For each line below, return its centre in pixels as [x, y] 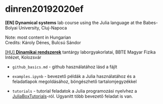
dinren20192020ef [44, 9]
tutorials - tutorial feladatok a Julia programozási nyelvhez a [75, 91]
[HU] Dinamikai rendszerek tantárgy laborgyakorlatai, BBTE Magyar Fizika [81, 52]
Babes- [150, 23]
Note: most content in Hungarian [38, 37]
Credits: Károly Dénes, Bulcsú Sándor [43, 42]
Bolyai [12, 27]
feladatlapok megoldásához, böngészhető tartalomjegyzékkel [74, 81]
